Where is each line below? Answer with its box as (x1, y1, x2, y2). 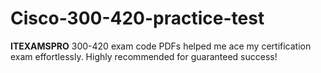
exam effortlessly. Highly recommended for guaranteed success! (10, 50, 278, 62)
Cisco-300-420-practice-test (10, 7, 265, 30)
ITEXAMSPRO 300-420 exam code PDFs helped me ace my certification (10, 40, 312, 52)
